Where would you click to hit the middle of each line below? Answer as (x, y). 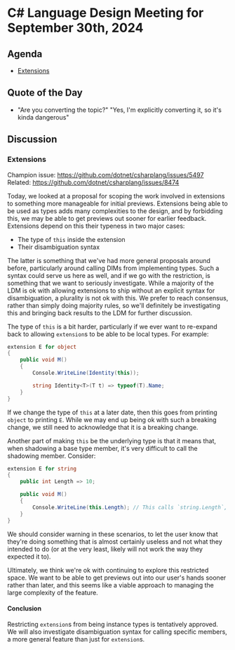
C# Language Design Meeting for (106, 13)
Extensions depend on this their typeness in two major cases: (96, 226)
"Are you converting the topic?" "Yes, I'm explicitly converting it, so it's (120, 110)
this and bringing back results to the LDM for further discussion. (100, 313)
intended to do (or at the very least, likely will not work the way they (105, 549)
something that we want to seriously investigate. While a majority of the (110, 283)
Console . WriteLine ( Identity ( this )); (86, 373)
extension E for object (42, 347)
